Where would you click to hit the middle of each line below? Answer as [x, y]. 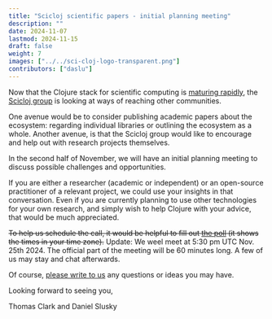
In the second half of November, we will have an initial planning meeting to [133, 158]
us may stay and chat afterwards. [64, 259]
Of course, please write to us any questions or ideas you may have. [121, 274]
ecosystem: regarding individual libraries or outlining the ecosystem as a [130, 125]
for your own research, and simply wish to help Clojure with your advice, [130, 208]
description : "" [36, 24]
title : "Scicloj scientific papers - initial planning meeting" [120, 16]
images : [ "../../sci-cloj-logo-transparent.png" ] [94, 62]
